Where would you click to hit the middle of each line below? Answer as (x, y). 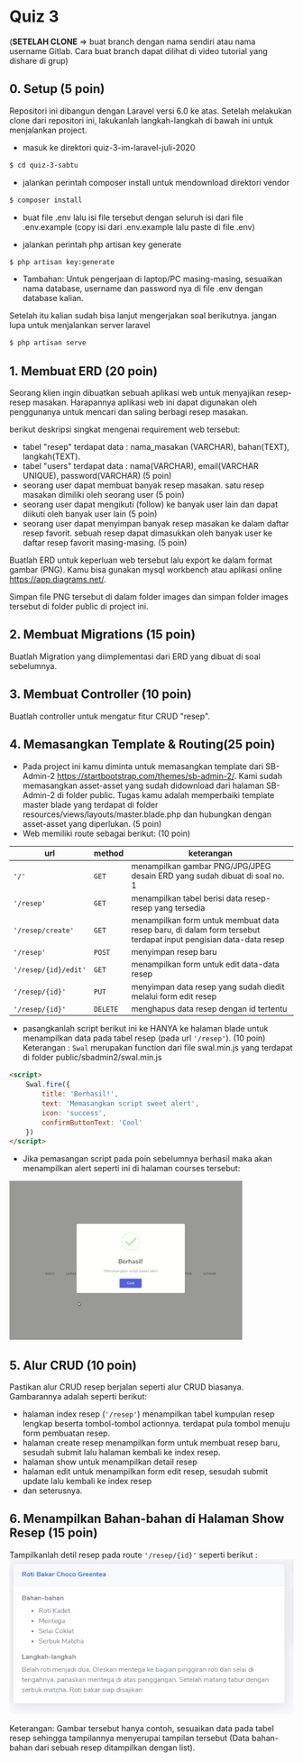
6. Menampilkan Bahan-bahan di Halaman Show (147, 1519)
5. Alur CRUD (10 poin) (73, 1365)
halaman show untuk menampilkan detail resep (110, 1462)
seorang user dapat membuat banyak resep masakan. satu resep (143, 485)
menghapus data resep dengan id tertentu (209, 1008)
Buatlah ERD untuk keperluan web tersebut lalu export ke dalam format (141, 560)
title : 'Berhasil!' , (80, 1094)
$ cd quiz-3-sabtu (44, 165)
